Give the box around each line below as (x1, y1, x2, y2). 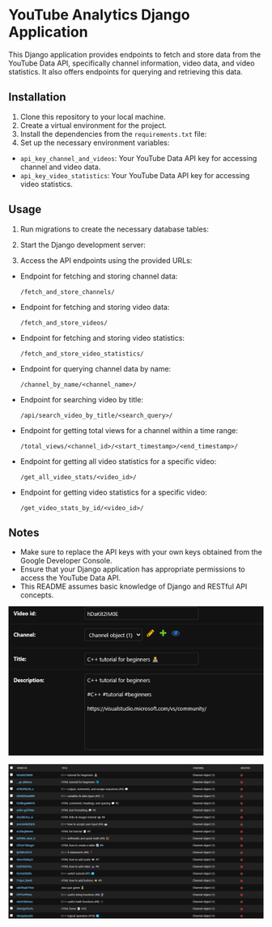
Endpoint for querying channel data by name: (19, 364, 172, 373)
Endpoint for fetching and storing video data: (19, 302, 170, 312)
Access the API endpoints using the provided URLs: (19, 255, 193, 265)
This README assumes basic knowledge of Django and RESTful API (19, 581, 248, 592)
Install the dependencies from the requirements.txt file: (19, 129, 207, 138)
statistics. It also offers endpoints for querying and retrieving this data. (8, 66, 243, 76)
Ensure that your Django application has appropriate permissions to (19, 564, 245, 574)
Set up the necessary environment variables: (19, 138, 170, 147)
